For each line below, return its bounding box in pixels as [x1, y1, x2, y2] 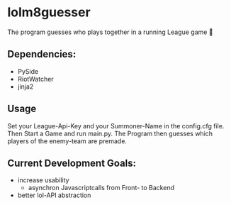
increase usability [17, 176, 69, 184]
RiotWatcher [17, 74, 55, 83]
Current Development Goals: [7, 157, 137, 169]
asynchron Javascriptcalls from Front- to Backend [28, 184, 175, 192]
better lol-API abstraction [17, 191, 91, 199]
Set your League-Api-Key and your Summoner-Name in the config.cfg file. [7, 121, 225, 130]
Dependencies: [7, 48, 77, 60]
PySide [17, 67, 39, 75]
